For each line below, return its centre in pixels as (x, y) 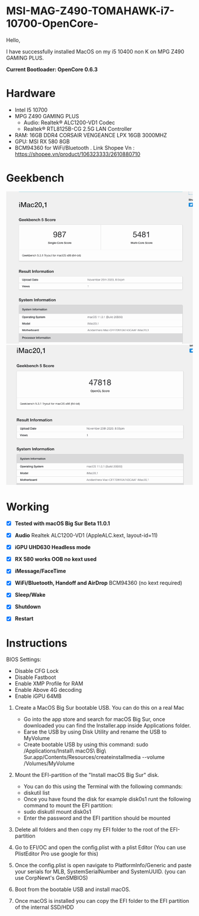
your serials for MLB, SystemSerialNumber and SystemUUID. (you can (100, 871)
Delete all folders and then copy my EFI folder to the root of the (92, 830)
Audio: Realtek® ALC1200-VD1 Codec (69, 122)
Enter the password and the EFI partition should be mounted (97, 818)
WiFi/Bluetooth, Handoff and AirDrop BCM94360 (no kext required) (98, 583)
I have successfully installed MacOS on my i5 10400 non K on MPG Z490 (95, 51)
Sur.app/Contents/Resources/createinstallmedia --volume (94, 757)
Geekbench (35, 178)
